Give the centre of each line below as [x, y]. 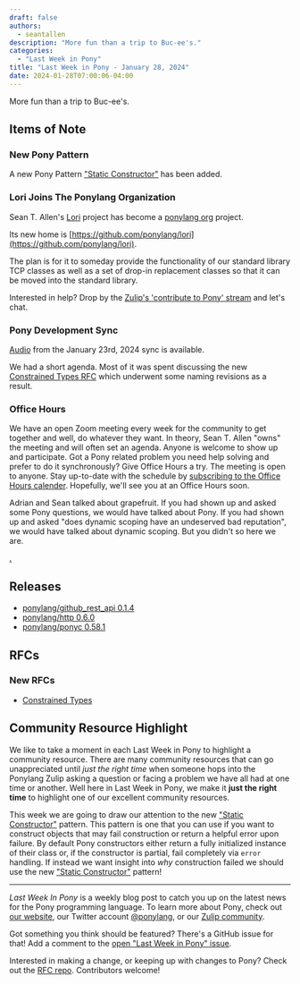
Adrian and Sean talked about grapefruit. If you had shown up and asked [143, 503]
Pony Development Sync [64, 330]
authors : [25, 26]
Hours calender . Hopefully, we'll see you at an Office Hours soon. [129, 486]
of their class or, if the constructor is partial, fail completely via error [135, 853]
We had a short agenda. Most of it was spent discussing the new [129, 367]
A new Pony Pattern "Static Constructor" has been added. [116, 174]
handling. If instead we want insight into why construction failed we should [146, 862]
